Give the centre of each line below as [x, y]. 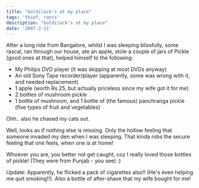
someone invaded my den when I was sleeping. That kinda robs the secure [98, 137]
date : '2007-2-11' [29, 28]
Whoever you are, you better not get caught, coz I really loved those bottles [99, 155]
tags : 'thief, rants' [33, 17]
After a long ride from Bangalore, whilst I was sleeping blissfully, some [92, 45]
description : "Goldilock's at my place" [57, 23]
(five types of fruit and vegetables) [57, 107]
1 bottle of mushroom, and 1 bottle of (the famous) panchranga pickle [99, 101]
